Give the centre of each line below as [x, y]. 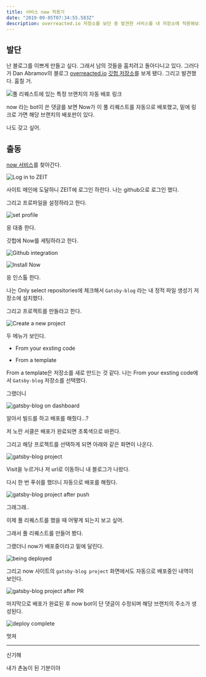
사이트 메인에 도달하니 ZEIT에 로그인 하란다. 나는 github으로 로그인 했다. [93, 190]
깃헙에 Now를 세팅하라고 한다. [42, 240]
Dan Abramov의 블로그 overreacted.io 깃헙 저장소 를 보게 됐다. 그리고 [96, 74]
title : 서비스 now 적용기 [36, 12]
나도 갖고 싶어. [24, 128]
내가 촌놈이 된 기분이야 [33, 668]
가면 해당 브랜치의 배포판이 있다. [56, 115]
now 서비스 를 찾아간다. [34, 165]
